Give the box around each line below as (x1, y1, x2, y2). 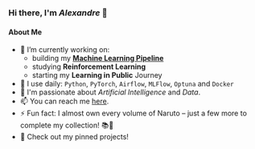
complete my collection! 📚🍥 (19, 120, 114, 131)
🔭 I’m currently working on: (19, 45, 110, 54)
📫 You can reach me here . (19, 96, 109, 107)
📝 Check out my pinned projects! (19, 132, 129, 142)
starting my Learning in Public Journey (31, 70, 162, 80)
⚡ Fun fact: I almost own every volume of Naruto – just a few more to (19, 108, 248, 119)
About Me (8, 27, 43, 37)
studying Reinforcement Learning (31, 62, 146, 71)
